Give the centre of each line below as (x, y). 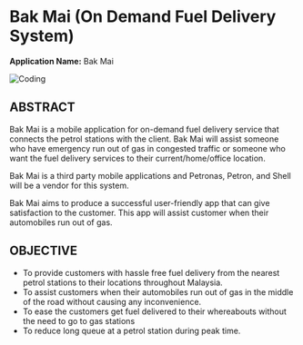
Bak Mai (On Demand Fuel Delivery (143, 17)
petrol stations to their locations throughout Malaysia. (122, 282)
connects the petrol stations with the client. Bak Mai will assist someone (144, 139)
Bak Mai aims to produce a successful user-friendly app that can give (140, 202)
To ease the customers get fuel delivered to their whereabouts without (154, 311)
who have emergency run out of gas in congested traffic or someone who (148, 148)
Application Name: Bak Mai (61, 61)
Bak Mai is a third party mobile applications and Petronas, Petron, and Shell (150, 175)
